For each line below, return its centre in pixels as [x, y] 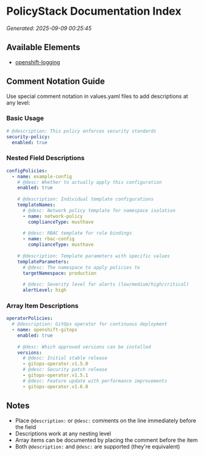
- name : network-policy [53, 216]
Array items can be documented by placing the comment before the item [106, 440]
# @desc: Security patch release [65, 370]
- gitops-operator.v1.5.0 [55, 364]
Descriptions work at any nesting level [63, 433]
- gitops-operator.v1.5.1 [55, 375]
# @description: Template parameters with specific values [94, 256]
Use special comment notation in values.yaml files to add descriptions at [97, 96]
